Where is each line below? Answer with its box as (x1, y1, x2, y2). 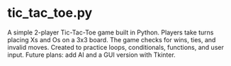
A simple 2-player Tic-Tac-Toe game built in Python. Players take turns (7, 28, 214, 37)
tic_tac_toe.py (7, 5, 93, 21)
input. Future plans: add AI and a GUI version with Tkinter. (7, 51, 176, 59)
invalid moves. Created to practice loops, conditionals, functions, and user (7, 43, 225, 51)
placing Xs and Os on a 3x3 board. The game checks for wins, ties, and (7, 35, 216, 44)
